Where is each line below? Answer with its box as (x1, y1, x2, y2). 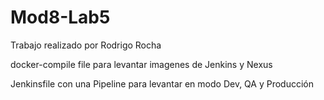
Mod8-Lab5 (10, 6, 111, 29)
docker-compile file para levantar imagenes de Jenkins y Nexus (10, 58, 273, 70)
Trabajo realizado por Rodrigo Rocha (10, 39, 162, 51)
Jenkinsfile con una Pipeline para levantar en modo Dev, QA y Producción (10, 77, 315, 90)
